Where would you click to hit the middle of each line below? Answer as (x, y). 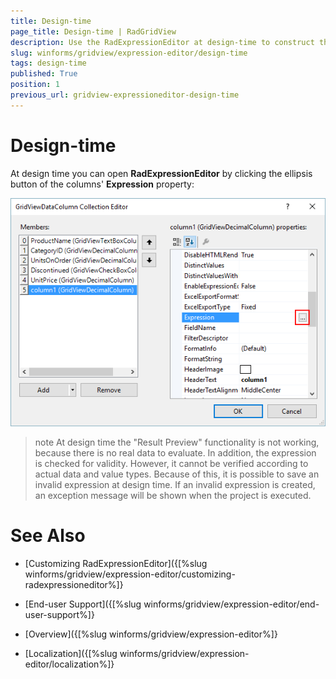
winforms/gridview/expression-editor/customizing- (130, 574)
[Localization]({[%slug (71, 654)
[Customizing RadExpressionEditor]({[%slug (116, 564)
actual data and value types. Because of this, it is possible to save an (177, 474)
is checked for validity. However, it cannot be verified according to (171, 464)
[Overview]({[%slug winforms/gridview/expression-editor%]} (151, 634)
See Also (48, 536)
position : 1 (35, 85)
